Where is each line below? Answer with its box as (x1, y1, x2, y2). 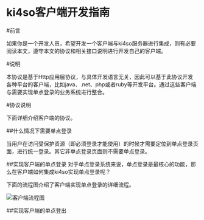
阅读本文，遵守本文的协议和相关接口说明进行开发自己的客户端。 (6, 47, 166, 55)
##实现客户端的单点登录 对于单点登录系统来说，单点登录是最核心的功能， (6, 160, 191, 168)
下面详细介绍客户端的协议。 (6, 114, 76, 122)
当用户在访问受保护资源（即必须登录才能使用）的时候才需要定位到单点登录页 (6, 140, 199, 147)
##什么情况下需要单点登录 (6, 127, 72, 134)
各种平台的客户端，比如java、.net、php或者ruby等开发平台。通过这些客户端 (6, 80, 197, 88)
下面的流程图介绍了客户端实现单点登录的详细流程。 (6, 180, 135, 188)
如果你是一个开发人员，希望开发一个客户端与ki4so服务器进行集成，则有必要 (6, 40, 196, 47)
